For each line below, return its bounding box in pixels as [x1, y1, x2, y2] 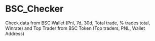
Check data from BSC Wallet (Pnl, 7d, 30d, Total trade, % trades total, [5, 20, 150, 26]
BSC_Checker [5, 3, 64, 15]
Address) [5, 30, 24, 36]
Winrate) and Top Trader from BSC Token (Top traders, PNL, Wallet [5, 25, 145, 31]
